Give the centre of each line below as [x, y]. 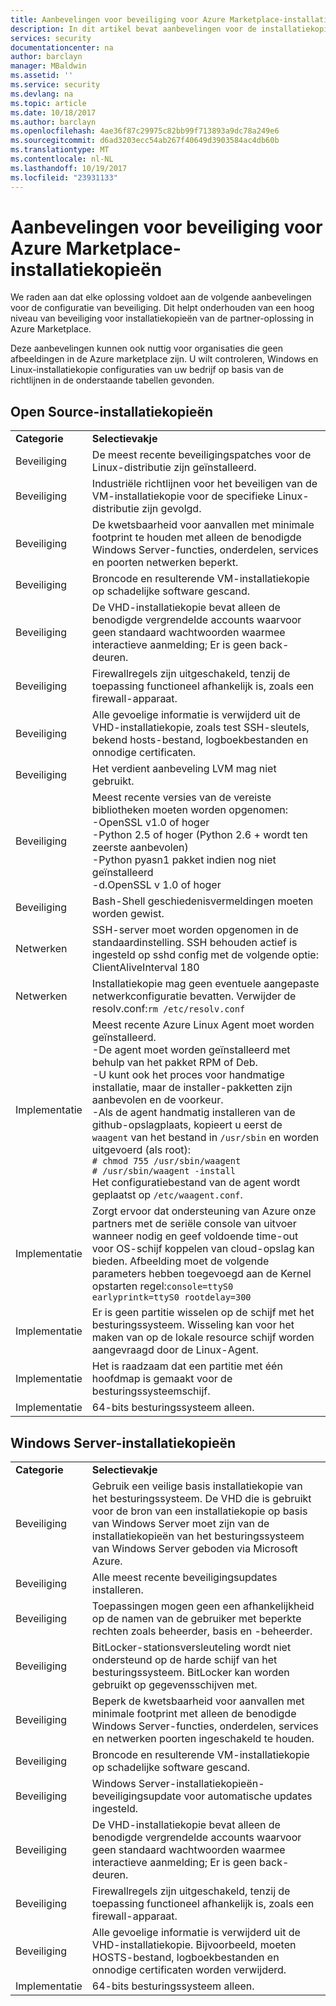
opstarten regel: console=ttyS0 [162, 1286]
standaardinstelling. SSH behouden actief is [194, 943]
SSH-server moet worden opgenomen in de [195, 930]
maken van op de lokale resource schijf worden [203, 1338]
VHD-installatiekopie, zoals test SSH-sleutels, [200, 728]
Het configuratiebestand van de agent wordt [196, 1183]
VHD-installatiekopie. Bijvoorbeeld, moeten [194, 1945]
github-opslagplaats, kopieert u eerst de [187, 1125]
